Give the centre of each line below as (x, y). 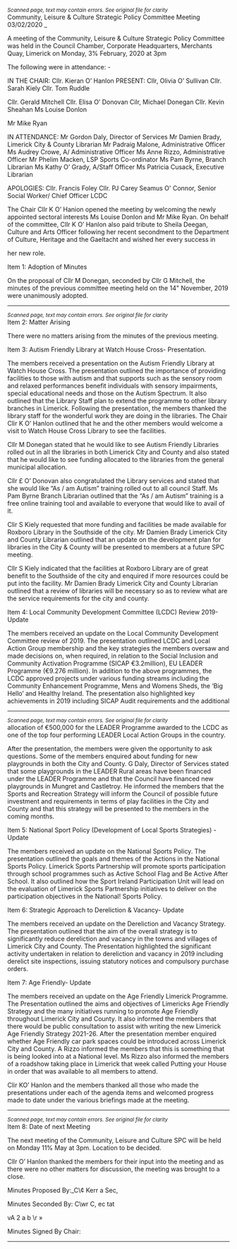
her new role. (26, 253)
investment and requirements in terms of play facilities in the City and (108, 801)
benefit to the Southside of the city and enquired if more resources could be (118, 576)
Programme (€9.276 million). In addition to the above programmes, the (110, 671)
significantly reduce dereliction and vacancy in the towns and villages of (112, 939)
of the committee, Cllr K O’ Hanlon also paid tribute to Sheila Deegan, (108, 224)
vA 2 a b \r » (25, 1218)
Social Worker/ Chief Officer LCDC (57, 196)
